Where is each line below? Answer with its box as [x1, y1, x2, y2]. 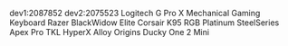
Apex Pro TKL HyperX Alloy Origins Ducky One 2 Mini [9, 27, 210, 37]
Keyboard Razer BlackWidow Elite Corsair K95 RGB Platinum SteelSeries [9, 17, 280, 28]
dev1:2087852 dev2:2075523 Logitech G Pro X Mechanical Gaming [9, 8, 261, 18]
